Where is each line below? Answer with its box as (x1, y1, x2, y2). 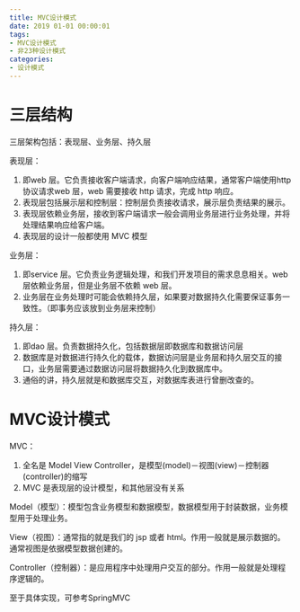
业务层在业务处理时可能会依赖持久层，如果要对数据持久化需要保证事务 (22, 291, 283, 302)
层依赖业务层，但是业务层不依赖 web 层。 (22, 279, 177, 290)
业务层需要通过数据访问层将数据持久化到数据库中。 (38, 363, 227, 374)
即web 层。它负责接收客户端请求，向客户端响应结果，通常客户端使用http (22, 174, 292, 185)
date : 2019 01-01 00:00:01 (9, 22, 110, 31)
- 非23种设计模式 (9, 47, 66, 56)
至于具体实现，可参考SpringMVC (9, 592, 131, 603)
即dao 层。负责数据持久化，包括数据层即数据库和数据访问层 (22, 341, 244, 351)
